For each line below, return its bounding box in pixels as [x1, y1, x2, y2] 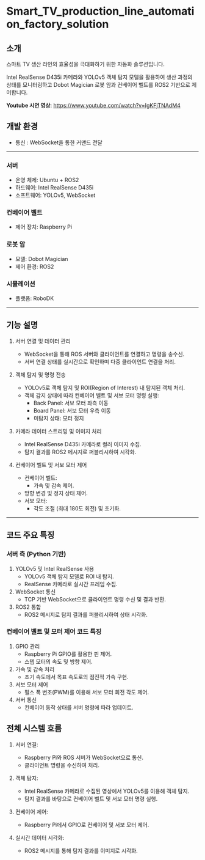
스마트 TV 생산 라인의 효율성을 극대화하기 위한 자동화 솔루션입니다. [6, 61, 165, 68]
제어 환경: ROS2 [15, 263, 54, 270]
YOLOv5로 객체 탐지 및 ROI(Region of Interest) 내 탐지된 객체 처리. [24, 384, 185, 391]
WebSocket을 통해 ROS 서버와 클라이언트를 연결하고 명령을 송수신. [24, 350, 185, 358]
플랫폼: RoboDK [15, 295, 54, 302]
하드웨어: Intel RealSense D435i [15, 184, 94, 191]
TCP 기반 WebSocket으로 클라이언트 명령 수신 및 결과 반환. [24, 595, 167, 603]
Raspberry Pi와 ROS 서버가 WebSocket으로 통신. [24, 754, 144, 761]
